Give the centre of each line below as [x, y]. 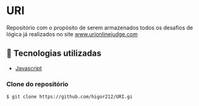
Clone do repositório [37, 84]
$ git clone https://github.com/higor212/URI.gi [69, 97]
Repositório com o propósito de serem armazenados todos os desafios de [100, 28]
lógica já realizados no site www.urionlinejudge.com [72, 34]
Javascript [28, 68]
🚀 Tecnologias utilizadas [54, 54]
